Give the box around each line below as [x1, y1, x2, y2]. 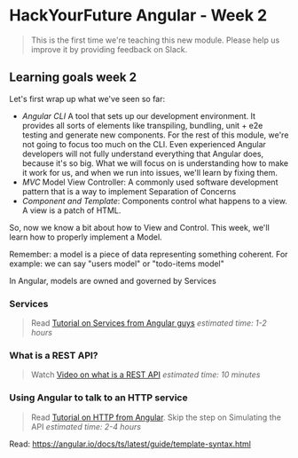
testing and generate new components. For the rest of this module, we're [21, 130, 289, 140]
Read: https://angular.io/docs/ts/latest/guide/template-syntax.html [9, 438, 251, 449]
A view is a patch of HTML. [21, 205, 122, 216]
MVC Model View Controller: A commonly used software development [21, 177, 278, 187]
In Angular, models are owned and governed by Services [9, 275, 217, 286]
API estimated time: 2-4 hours [30, 421, 142, 431]
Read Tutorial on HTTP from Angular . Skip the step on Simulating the [30, 412, 282, 422]
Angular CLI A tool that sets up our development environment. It [21, 110, 255, 121]
